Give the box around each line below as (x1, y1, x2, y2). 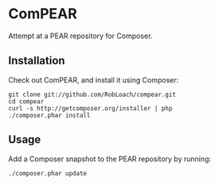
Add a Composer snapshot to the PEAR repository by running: (8, 154, 212, 164)
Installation (8, 54, 65, 67)
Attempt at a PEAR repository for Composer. (8, 31, 153, 40)
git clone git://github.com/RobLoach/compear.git (8, 91, 177, 98)
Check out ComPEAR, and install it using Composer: (8, 75, 179, 84)
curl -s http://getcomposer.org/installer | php (8, 104, 173, 112)
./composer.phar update (8, 169, 88, 177)
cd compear (8, 97, 45, 106)
